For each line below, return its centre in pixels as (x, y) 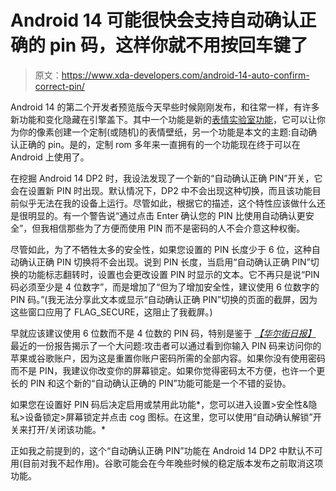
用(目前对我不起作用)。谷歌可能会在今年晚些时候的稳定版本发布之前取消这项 (167, 463)
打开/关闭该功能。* (67, 429)
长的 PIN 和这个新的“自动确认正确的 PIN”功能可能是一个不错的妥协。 (151, 383)
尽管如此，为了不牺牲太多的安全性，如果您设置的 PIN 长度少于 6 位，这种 (161, 249)
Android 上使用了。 (50, 157)
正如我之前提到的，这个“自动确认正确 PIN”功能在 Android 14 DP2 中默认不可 (166, 450)
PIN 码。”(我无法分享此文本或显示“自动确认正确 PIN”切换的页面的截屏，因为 (164, 299)
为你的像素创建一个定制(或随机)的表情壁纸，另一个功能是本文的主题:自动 (159, 132)
